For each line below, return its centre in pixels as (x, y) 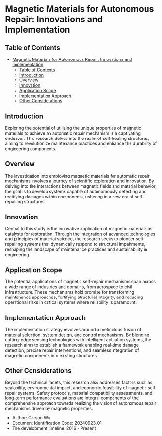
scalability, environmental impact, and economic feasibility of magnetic (76, 387)
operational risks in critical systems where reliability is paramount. (71, 302)
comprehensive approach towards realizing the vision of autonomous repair (81, 403)
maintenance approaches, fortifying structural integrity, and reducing (74, 297)
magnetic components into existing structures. (51, 356)
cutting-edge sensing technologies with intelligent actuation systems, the (78, 340)
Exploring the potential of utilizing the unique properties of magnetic (73, 128)
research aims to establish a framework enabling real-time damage (72, 345)
